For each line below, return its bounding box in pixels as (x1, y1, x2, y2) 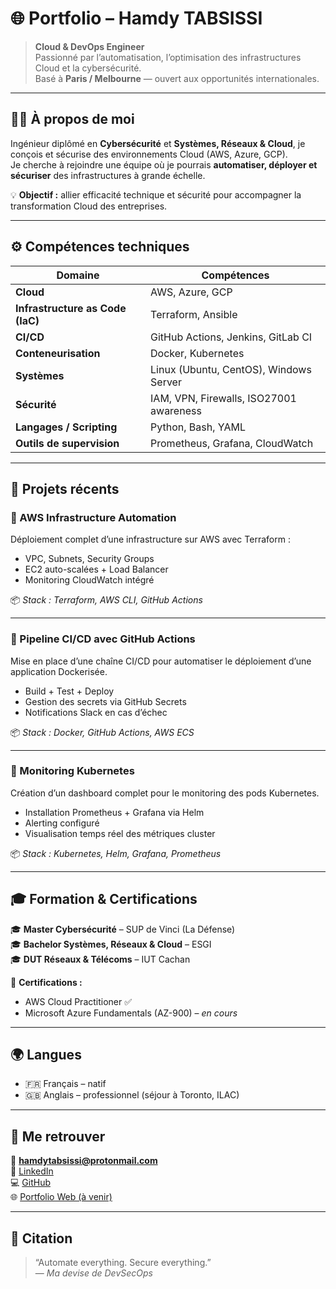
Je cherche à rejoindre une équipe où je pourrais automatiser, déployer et (10, 158, 318, 171)
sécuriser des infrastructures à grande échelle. (10, 169, 206, 181)
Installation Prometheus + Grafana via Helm (24, 806, 205, 818)
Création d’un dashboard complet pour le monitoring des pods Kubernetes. (10, 787, 320, 799)
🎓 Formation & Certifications (10, 891, 198, 908)
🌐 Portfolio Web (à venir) (10, 1191, 113, 1203)
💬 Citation (10, 1230, 73, 1247)
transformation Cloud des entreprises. (10, 200, 168, 212)
